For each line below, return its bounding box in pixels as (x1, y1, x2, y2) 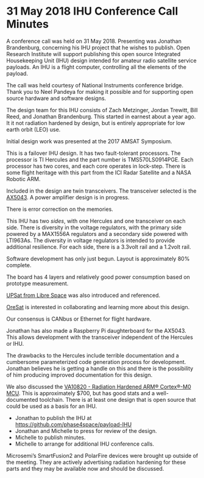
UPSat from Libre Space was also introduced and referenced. (6, 291, 161, 299)
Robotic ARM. (6, 175, 41, 182)
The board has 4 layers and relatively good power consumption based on (6, 273, 191, 280)
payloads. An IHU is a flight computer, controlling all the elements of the (6, 63, 187, 71)
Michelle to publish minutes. (15, 433, 86, 441)
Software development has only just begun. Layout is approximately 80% (6, 255, 190, 262)
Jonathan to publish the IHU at (15, 414, 92, 421)
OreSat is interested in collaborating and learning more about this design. (6, 303, 190, 310)
